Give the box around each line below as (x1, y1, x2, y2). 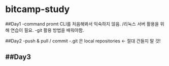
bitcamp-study (5, 4, 70, 15)
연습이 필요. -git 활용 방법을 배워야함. (10, 27, 84, 33)
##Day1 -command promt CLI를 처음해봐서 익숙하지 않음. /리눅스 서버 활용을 (5, 21, 159, 27)
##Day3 (5, 53, 31, 61)
